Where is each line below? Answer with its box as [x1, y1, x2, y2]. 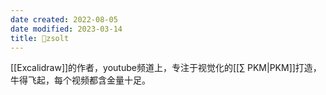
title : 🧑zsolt [10, 33, 70, 43]
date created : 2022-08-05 [10, 14, 118, 25]
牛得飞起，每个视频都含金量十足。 [10, 74, 151, 86]
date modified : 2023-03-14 [10, 24, 123, 34]
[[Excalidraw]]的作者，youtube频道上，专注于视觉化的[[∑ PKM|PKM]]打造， [10, 62, 322, 74]
